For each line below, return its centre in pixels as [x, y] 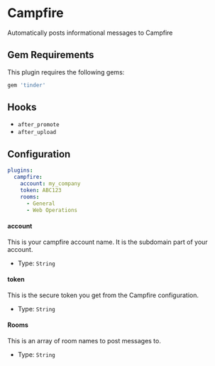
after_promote [38, 125]
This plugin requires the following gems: [66, 72]
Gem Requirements [51, 55]
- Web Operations [52, 210]
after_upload [37, 133]
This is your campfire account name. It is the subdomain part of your [107, 242]
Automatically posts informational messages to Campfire [90, 33]
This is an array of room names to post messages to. [84, 340]
